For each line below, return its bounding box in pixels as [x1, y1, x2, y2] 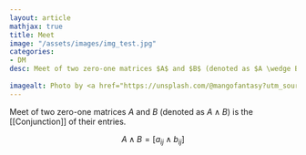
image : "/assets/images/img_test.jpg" [9, 38, 157, 48]
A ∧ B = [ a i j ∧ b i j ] [121, 133, 185, 147]
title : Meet [9, 30, 55, 39]
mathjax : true [9, 22, 64, 31]
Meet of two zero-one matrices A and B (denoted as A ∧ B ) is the [9, 106, 253, 117]
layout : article [9, 13, 71, 23]
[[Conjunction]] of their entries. [9, 116, 127, 127]
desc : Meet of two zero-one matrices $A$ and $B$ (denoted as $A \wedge [9, 65, 291, 74]
